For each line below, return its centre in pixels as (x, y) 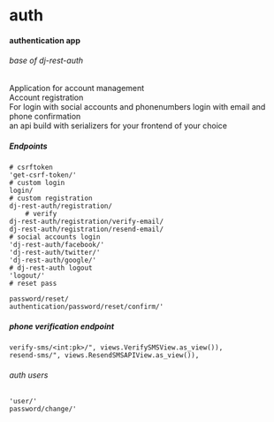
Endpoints (28, 146)
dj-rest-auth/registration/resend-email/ (87, 229)
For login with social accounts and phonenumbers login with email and (137, 106)
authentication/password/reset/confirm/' (87, 306)
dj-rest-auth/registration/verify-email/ (87, 221)
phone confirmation (45, 116)
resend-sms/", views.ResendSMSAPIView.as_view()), (104, 355)
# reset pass (33, 283)
